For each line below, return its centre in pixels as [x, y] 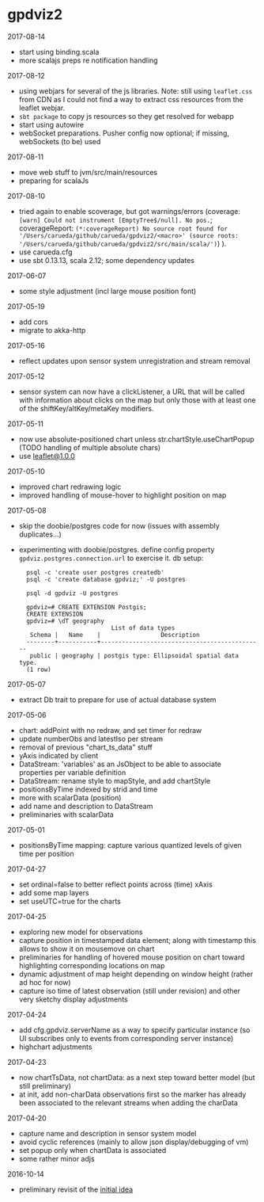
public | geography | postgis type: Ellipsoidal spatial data [134, 655]
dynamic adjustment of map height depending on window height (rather [136, 974]
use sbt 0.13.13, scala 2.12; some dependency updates [107, 260]
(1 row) [39, 670]
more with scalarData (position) [70, 797]
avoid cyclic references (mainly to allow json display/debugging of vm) [134, 1142]
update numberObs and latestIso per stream [91, 738]
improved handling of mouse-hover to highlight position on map [123, 495]
